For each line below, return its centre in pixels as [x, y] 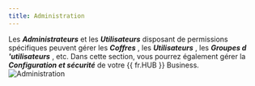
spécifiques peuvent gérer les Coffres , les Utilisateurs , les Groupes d [127, 47]
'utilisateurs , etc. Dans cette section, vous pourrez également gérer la [127, 56]
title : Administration [47, 16]
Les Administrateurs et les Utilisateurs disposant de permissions [118, 39]
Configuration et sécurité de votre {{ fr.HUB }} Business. [104, 65]
